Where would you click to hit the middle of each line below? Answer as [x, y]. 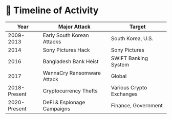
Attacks [52, 41]
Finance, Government [137, 105]
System [120, 64]
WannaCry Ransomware [72, 73]
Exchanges [124, 94]
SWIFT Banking [130, 58]
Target [137, 27]
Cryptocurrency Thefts [70, 90]
